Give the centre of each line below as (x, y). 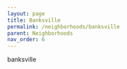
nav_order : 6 (26, 40)
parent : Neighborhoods (40, 33)
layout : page (26, 14)
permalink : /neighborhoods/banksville (63, 26)
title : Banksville (34, 20)
